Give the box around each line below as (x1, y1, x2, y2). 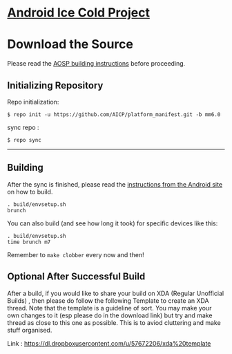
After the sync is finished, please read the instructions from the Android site (7, 180, 223, 188)
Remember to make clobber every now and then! (7, 250, 144, 259)
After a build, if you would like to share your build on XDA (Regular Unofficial (7, 289, 224, 297)
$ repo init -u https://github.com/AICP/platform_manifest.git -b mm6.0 (7, 111, 221, 118)
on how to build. (7, 187, 53, 196)
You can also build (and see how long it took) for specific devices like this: (7, 219, 218, 227)
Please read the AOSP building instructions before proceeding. (7, 59, 186, 68)
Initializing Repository (7, 80, 104, 91)
